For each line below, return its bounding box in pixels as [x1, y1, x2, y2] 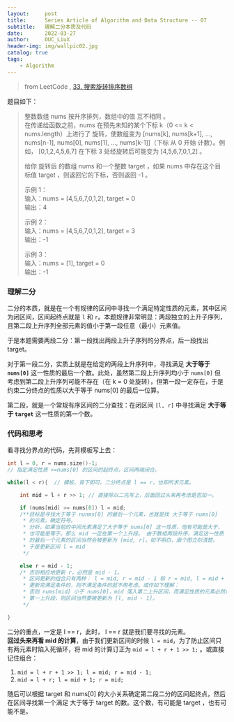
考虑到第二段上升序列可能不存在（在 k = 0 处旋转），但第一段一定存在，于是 [7, 377, 224, 385]
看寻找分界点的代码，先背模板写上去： [7, 446, 117, 454]
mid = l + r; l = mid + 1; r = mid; [17, 676, 124, 684]
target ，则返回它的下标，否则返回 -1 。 [38, 171, 152, 179]
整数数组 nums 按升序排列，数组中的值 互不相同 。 [24, 112, 169, 120]
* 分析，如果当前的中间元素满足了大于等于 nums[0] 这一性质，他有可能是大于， [22, 524, 224, 531]
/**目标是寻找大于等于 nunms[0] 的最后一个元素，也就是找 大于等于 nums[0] [19, 511, 218, 518]
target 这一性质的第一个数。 [15, 410, 97, 418]
